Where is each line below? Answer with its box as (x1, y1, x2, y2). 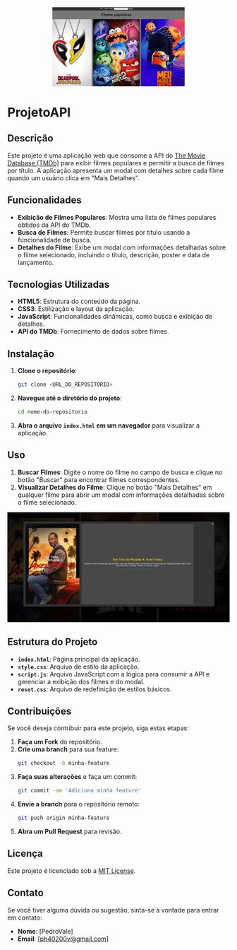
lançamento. (17, 258, 54, 266)
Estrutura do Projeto (7, 636, 98, 648)
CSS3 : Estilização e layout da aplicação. (17, 305, 135, 313)
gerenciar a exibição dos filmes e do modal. (17, 677, 145, 686)
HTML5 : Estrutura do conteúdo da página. (17, 297, 141, 306)
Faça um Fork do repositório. (17, 738, 102, 746)
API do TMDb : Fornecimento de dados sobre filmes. (17, 327, 169, 336)
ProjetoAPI (7, 104, 71, 120)
